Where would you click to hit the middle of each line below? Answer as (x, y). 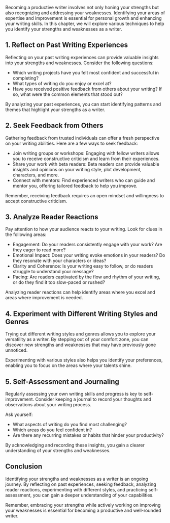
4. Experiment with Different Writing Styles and (81, 314)
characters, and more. (36, 175)
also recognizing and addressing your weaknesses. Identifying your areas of (85, 13)
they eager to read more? (39, 250)
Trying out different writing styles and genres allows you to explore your (80, 334)
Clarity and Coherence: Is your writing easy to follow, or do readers (83, 266)
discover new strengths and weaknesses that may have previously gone (81, 345)
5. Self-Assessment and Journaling (62, 382)
